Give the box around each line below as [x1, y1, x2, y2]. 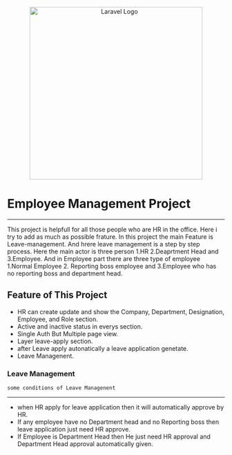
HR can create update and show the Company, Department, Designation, [17, 307, 225, 316]
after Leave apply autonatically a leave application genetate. [17, 344, 188, 352]
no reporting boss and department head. [7, 269, 123, 278]
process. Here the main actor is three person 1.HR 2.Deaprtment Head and [7, 247, 219, 255]
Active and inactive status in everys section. [17, 322, 143, 331]
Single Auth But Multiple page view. [17, 329, 119, 338]
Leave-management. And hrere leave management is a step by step [7, 240, 200, 248]
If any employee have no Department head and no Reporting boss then [17, 418, 220, 426]
